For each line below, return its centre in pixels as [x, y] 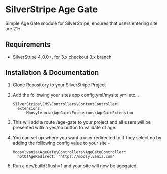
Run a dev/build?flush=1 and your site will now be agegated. [75, 166]
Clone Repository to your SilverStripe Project [59, 85]
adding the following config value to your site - [61, 143]
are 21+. [14, 28]
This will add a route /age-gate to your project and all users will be [81, 122]
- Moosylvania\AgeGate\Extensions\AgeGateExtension [77, 113]
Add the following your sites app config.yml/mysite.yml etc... [76, 95]
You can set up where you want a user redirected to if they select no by [87, 137]
